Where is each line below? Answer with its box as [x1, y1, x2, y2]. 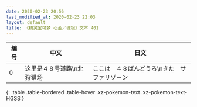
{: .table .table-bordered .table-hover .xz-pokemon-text [6, 89, 141, 96]
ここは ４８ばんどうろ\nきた [93, 65, 175, 73]
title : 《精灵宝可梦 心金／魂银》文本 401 [6, 25, 99, 31]
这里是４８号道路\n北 [25, 65, 84, 73]
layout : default [6, 19, 46, 25]
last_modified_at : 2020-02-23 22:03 [6, 14, 96, 20]
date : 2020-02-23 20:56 [6, 8, 64, 15]
